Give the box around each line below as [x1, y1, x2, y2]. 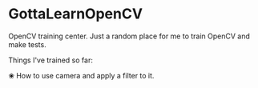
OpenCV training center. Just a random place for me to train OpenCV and [8, 31, 251, 41]
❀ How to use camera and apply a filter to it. [8, 70, 155, 80]
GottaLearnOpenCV [8, 5, 143, 23]
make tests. [8, 39, 46, 49]
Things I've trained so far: [8, 55, 94, 65]
